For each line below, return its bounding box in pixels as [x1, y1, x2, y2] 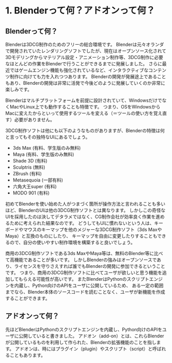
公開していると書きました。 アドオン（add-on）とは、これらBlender [18, 333, 164, 339]
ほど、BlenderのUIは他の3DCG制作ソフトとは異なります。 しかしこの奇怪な [5, 207, 166, 213]
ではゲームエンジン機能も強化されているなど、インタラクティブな [9, 67, 149, 73]
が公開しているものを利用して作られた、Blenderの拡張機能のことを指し [5, 339, 157, 345]
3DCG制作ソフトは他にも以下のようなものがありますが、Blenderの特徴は [5, 128, 161, 134]
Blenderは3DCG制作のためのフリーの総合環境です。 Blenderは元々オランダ [5, 42, 164, 47]
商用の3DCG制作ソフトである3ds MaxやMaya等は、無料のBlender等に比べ [5, 250, 163, 256]
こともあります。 [9, 352, 46, 358]
